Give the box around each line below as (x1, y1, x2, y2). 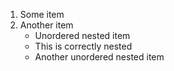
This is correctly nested (34, 40, 133, 52)
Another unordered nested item (34, 51, 165, 63)
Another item (19, 19, 74, 31)
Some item (19, 9, 65, 20)
